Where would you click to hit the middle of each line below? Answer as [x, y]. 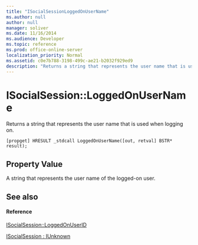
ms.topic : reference [32, 45]
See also [22, 197]
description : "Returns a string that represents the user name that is [96, 66]
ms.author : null [26, 17]
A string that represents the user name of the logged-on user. [81, 178]
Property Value [34, 164]
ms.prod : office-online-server [44, 50]
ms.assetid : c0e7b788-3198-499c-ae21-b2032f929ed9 [70, 61]
